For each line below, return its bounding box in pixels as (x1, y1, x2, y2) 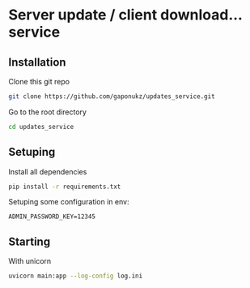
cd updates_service (8, 123, 74, 131)
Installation (8, 55, 66, 69)
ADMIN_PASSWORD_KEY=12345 (8, 213, 95, 221)
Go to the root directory (8, 107, 87, 117)
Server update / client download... (8, 6, 243, 24)
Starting (8, 234, 51, 248)
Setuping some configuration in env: (8, 197, 129, 207)
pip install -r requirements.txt (8, 183, 121, 191)
